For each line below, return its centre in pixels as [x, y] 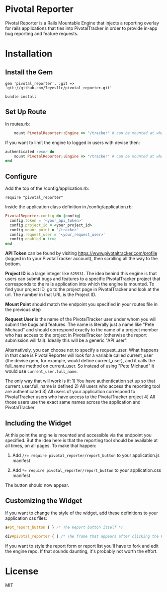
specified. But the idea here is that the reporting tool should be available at [82, 440]
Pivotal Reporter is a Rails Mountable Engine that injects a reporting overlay [82, 23]
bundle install [21, 96]
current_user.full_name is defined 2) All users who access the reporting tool [83, 386]
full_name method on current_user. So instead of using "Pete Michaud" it [80, 366]
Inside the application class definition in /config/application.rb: [69, 207]
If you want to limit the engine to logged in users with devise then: [73, 143]
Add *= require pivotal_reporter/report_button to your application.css [87, 470]
